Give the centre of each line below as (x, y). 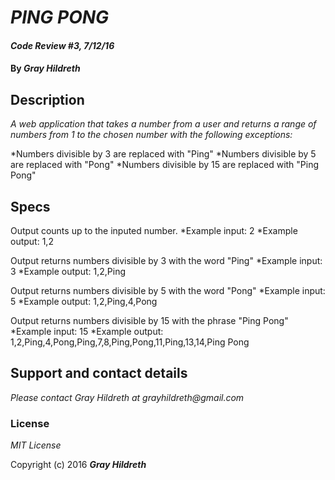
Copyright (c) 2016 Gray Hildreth (78, 465)
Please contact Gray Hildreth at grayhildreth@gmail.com (127, 397)
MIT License (36, 445)
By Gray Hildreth (45, 68)
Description (47, 99)
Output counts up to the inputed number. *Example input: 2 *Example (154, 230)
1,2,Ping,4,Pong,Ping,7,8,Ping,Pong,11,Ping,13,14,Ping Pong (130, 342)
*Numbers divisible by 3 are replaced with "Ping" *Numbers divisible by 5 (163, 154)
